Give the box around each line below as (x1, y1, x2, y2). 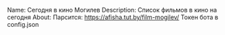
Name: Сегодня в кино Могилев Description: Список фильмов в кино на (7, 6, 217, 14)
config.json (7, 21, 39, 28)
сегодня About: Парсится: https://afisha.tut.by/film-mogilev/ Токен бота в (7, 13, 219, 21)
